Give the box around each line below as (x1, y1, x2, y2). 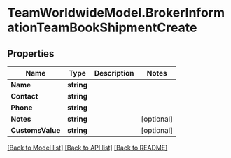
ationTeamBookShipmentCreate (7, 20, 197, 36)
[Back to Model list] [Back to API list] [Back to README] (7, 143, 168, 152)
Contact (10, 92, 38, 101)
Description (94, 69, 134, 78)
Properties (7, 48, 55, 59)
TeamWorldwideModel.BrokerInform (7, 5, 225, 21)
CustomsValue (10, 126, 61, 135)
